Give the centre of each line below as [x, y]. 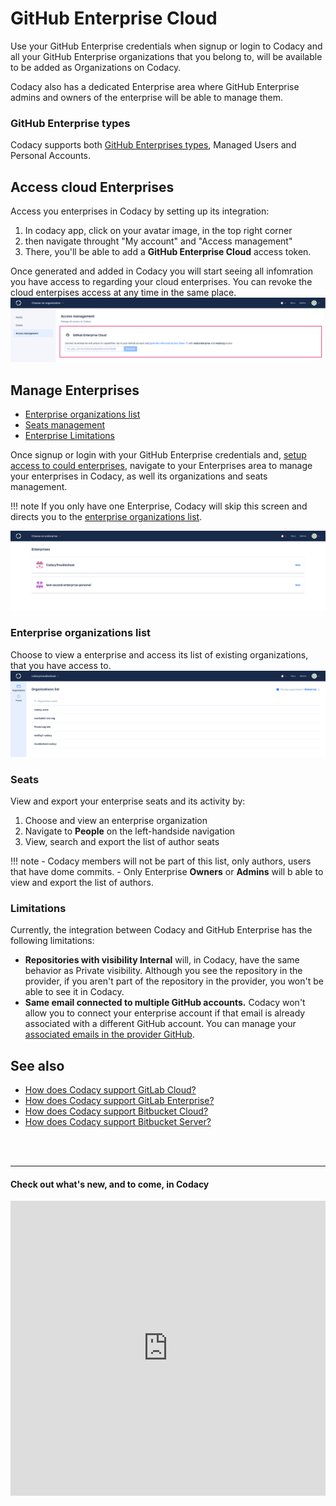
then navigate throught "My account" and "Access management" [158, 241]
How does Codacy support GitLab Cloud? [110, 1090]
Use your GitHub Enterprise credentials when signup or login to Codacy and [166, 46]
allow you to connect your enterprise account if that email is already [165, 1013]
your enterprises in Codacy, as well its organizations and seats [139, 476]
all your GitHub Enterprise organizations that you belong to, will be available [166, 56]
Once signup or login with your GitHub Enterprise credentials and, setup [158, 455]
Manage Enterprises [75, 390]
